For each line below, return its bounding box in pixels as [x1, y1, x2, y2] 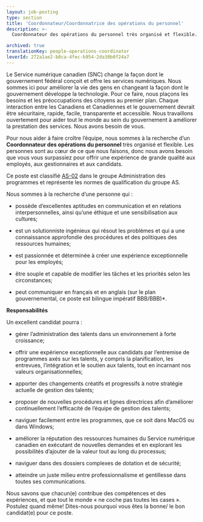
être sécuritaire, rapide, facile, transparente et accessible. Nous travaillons [6, 109, 193, 116]
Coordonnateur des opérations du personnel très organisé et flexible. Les [6, 141, 194, 148]
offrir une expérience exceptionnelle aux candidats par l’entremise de [15, 348, 190, 356]
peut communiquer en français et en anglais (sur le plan [15, 288, 156, 296]
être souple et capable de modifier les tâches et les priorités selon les [15, 270, 191, 277]
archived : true [6, 43, 45, 49]
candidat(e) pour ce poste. [6, 509, 73, 516]
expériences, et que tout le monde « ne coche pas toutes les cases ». [6, 496, 181, 503]
